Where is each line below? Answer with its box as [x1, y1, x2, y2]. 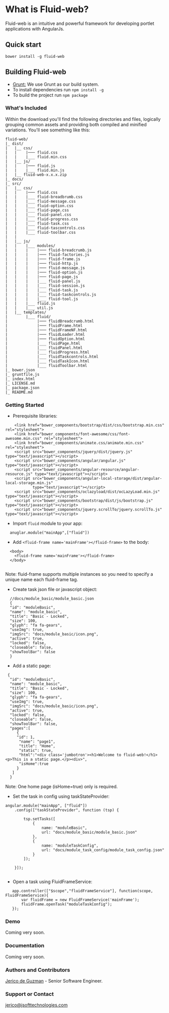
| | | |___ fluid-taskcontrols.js [5, 292, 96, 297]
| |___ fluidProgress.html [5, 350, 90, 355]
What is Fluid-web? [5, 4, 89, 15]
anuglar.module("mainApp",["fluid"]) [10, 530, 90, 536]
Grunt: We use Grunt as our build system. [12, 81, 99, 87]
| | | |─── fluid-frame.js [5, 256, 81, 262]
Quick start [5, 41, 42, 49]
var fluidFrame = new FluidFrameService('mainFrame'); [21, 897, 140, 902]
